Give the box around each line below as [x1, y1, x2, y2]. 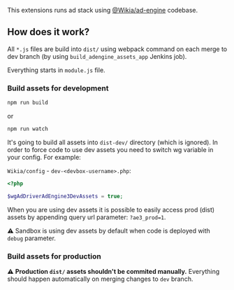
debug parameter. [7, 234, 56, 242]
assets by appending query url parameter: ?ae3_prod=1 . [7, 213, 166, 221]
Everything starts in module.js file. [7, 66, 106, 74]
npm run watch [7, 125, 49, 132]
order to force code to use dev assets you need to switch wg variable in [7, 145, 214, 153]
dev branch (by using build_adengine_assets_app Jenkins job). [7, 52, 187, 60]
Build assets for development [7, 83, 109, 93]
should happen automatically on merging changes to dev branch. [7, 275, 193, 283]
